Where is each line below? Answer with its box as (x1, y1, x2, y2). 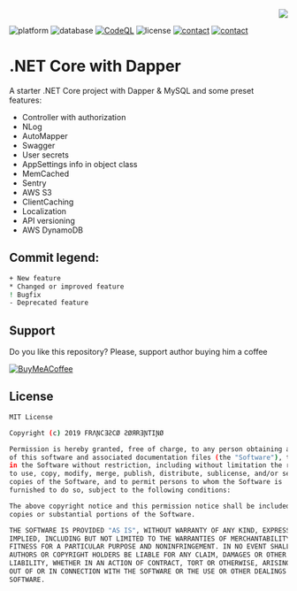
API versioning (21, 215, 75, 226)
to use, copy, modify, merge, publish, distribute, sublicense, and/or (9, 469, 278, 479)
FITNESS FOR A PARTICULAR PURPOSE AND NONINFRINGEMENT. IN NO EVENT (9, 542, 267, 551)
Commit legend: (9, 250, 100, 265)
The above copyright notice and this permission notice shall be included (9, 502, 291, 510)
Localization (21, 205, 67, 216)
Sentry (21, 177, 47, 188)
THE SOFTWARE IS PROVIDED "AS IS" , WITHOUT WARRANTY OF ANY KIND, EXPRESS (9, 526, 291, 534)
